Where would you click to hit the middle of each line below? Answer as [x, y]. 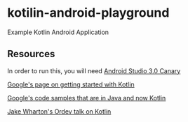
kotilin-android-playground [88, 13]
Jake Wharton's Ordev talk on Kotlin [59, 111]
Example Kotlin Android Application [58, 32]
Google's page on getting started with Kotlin [71, 84]
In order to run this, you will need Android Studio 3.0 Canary [94, 70]
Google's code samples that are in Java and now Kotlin [87, 98]
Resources [31, 54]
